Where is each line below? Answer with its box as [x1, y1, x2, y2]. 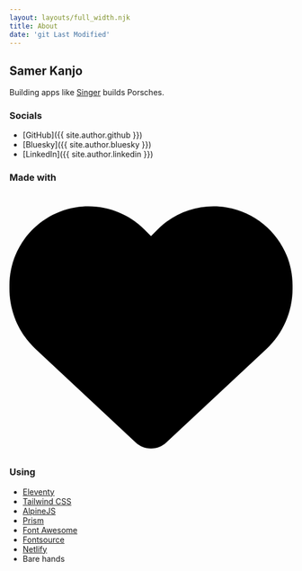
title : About [9, 22, 58, 31]
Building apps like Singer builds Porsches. [9, 87, 164, 98]
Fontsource [22, 534, 65, 545]
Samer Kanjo [9, 63, 84, 78]
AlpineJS [22, 505, 57, 516]
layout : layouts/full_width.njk [9, 13, 130, 22]
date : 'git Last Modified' [9, 30, 111, 39]
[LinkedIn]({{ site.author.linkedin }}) [22, 149, 154, 160]
